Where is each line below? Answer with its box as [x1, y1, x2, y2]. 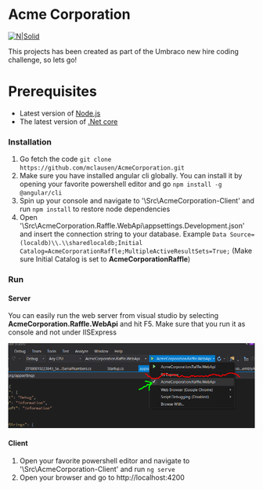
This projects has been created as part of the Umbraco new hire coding [8, 46, 239, 56]
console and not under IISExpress [8, 327, 117, 337]
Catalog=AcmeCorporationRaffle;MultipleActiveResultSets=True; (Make [19, 246, 253, 256]
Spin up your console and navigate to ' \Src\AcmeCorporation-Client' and [19, 196, 254, 206]
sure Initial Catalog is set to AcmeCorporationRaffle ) [19, 254, 191, 264]
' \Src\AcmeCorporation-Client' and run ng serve [19, 464, 175, 474]
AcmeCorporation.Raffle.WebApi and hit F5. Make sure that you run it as [8, 320, 246, 329]
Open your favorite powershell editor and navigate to [19, 455, 190, 465]
